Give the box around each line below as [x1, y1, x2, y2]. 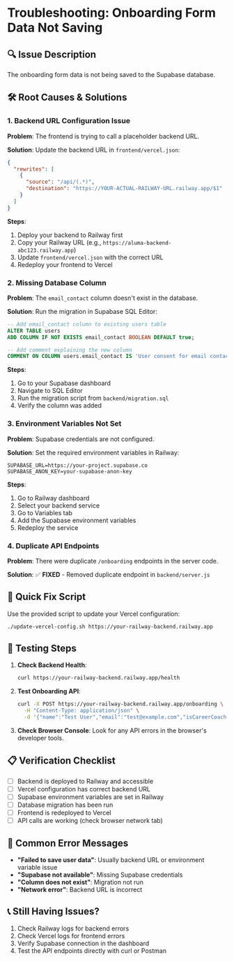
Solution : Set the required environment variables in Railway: [7, 448, 180, 457]
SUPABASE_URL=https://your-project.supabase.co [7, 461, 148, 469]
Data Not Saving [7, 20, 103, 36]
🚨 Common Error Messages [7, 837, 129, 849]
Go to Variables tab [17, 508, 73, 517]
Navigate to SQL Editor [17, 387, 84, 395]
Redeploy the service [17, 523, 79, 532]
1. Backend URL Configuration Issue [7, 116, 131, 126]
